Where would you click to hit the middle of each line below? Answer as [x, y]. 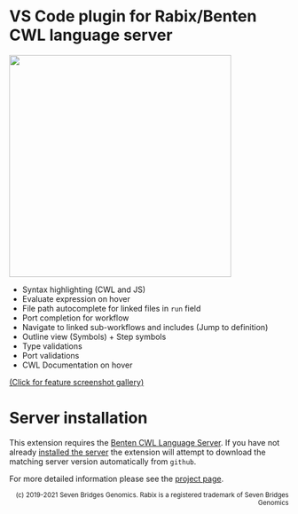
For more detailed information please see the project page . [117, 478]
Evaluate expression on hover [76, 298]
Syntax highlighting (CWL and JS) [84, 289]
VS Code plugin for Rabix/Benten [133, 16]
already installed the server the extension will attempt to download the [137, 452]
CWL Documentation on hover [77, 365]
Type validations [52, 346]
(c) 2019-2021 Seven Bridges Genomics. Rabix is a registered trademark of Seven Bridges [152, 494]
